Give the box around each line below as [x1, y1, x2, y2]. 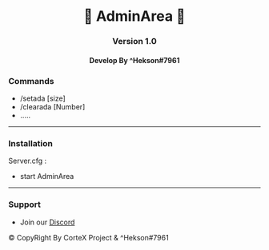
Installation [8, 137, 54, 149]
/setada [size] [19, 93, 66, 103]
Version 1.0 [111, 36, 158, 47]
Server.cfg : [8, 156, 47, 166]
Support [8, 199, 42, 210]
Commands [8, 75, 54, 86]
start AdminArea [19, 172, 74, 181]
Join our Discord [19, 217, 75, 227]
